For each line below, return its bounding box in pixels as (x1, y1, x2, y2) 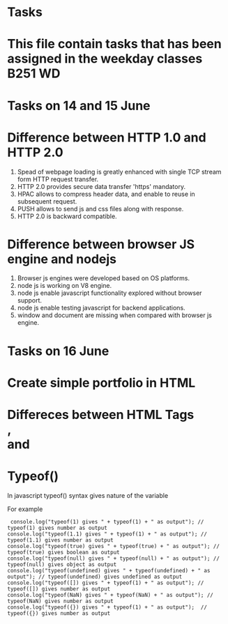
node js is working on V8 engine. (17, 282, 112, 290)
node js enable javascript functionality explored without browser (17, 289, 202, 297)
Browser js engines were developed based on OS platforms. (17, 274, 190, 282)
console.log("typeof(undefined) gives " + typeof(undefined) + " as (7, 567, 211, 574)
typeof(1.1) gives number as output (7, 536, 114, 544)
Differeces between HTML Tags (7, 407, 195, 423)
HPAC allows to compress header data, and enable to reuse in (17, 190, 195, 198)
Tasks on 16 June (7, 343, 109, 359)
